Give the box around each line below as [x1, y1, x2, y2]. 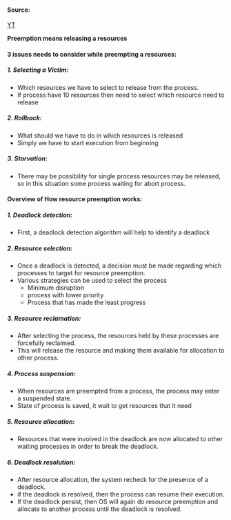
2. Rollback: [7, 114, 43, 122]
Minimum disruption [27, 284, 85, 292]
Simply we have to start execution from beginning [17, 138, 159, 147]
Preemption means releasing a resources [7, 35, 128, 43]
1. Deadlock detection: [7, 211, 73, 219]
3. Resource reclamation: [7, 314, 81, 322]
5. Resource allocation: [7, 417, 75, 425]
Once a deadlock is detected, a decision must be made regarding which [17, 261, 222, 270]
